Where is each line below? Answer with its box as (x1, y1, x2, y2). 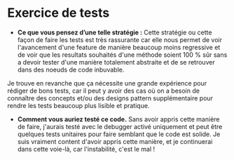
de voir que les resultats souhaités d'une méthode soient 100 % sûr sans (17, 51, 228, 59)
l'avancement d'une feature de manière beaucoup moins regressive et (17, 43, 221, 51)
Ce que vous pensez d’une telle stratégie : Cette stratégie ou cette (17, 28, 212, 36)
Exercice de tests (7, 5, 110, 21)
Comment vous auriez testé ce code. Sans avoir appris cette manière (17, 114, 220, 124)
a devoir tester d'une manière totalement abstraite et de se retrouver (17, 58, 215, 66)
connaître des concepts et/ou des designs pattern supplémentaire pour (7, 93, 214, 102)
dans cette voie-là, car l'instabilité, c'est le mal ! (17, 145, 156, 153)
